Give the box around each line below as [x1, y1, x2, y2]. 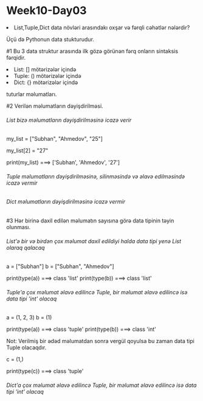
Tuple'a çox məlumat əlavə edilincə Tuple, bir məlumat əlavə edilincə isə [6, 288, 188, 296]
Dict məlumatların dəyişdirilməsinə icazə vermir [6, 198, 126, 205]
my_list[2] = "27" [6, 147, 49, 154]
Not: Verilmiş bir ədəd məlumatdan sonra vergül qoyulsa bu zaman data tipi [6, 338, 194, 345]
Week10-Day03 [6, 4, 87, 18]
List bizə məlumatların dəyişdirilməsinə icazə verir [6, 116, 132, 124]
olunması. [6, 223, 31, 230]
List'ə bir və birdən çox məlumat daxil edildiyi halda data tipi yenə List [6, 237, 181, 244]
